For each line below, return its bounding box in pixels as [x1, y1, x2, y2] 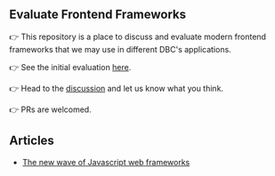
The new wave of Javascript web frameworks [21, 156, 190, 167]
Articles [9, 133, 55, 148]
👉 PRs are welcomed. [9, 104, 92, 115]
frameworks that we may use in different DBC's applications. [9, 44, 231, 54]
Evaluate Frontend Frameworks [9, 7, 187, 22]
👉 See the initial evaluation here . [9, 61, 132, 72]
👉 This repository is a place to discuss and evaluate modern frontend [9, 31, 267, 42]
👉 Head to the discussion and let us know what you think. [9, 83, 224, 93]
